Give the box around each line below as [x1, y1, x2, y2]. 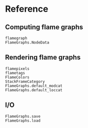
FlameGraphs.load [5, 118, 41, 123]
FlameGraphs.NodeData [5, 40, 50, 45]
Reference [5, 3, 48, 15]
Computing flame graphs [5, 23, 84, 31]
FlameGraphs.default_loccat [5, 87, 63, 92]
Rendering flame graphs [5, 53, 81, 62]
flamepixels [5, 66, 29, 71]
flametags [5, 70, 26, 75]
